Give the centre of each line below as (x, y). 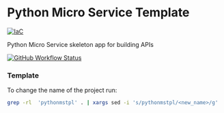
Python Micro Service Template (98, 13)
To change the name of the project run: (62, 91)
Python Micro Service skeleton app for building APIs (80, 44)
